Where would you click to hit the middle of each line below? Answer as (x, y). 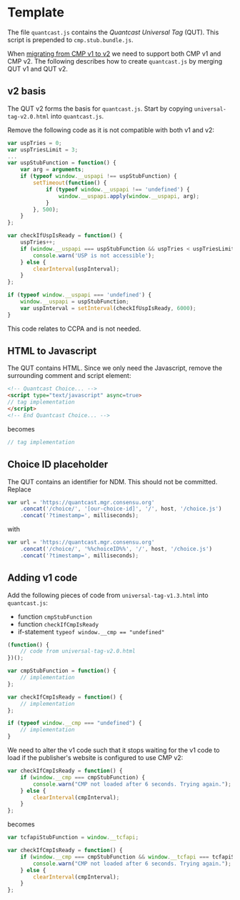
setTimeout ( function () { (70, 183)
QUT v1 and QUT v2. (37, 69)
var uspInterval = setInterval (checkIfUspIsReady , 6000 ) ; (108, 308)
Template (36, 12)
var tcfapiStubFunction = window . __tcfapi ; (73, 837)
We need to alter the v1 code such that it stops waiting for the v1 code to (114, 750)
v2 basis (27, 91)
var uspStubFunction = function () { (62, 163)
